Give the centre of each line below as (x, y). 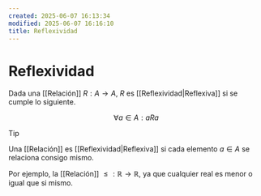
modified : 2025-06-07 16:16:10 (61, 23)
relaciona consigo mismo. (51, 158)
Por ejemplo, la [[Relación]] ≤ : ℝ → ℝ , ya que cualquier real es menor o (130, 174)
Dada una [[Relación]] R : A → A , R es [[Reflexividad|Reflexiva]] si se (123, 93)
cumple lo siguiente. (42, 102)
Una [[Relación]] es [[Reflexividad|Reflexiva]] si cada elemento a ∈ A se (129, 149)
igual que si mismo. (41, 183)
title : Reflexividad (43, 31)
